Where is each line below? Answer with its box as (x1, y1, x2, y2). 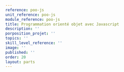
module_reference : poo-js (5, 17, 60, 22)
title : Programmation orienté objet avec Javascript (5, 21, 119, 27)
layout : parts (5, 59, 36, 64)
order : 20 (5, 54, 26, 60)
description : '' (5, 26, 40, 31)
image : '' (5, 45, 26, 50)
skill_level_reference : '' (5, 41, 63, 46)
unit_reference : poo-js (5, 12, 56, 17)
